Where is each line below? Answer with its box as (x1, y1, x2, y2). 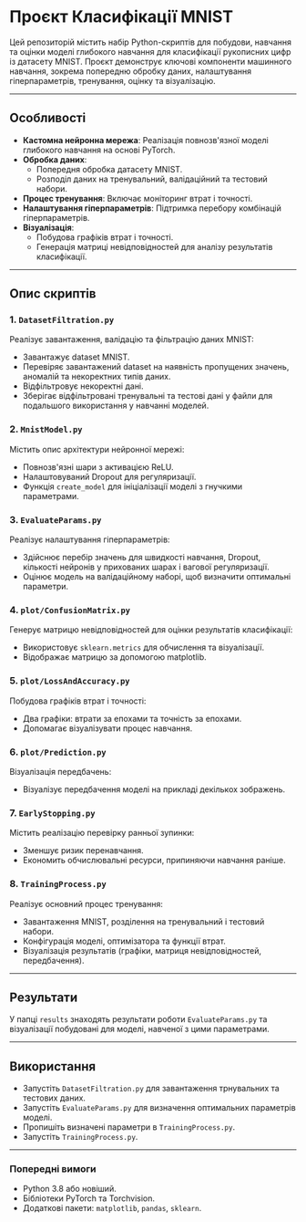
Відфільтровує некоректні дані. (22, 381, 144, 392)
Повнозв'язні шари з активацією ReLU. (22, 461, 175, 472)
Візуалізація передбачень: (9, 766, 112, 777)
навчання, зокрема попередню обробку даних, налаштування (9, 66, 252, 77)
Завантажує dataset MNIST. (22, 351, 130, 362)
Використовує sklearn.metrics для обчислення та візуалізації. (22, 642, 265, 653)
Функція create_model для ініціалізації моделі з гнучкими (22, 481, 243, 492)
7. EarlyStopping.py (9, 806, 96, 819)
